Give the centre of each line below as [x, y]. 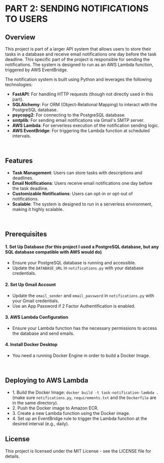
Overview [20, 37]
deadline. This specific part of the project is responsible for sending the [78, 59]
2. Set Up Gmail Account [30, 285]
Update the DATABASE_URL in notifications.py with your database [78, 268]
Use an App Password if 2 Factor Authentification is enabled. [74, 306]
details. [13, 456]
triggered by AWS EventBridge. [37, 70]
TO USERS [27, 19]
